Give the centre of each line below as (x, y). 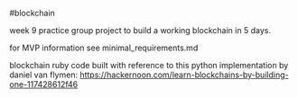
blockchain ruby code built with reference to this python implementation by (149, 65)
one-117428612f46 (44, 84)
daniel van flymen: (44, 75)
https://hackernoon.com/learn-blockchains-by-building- (184, 75)
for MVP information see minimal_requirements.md (104, 48)
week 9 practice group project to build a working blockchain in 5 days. (140, 30)
